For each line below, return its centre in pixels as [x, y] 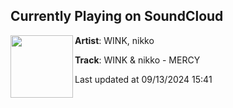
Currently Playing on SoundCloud [117, 16]
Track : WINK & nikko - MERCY [137, 60]
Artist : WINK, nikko [114, 40]
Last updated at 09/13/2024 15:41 [143, 79]
